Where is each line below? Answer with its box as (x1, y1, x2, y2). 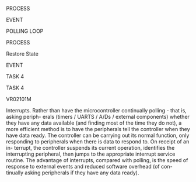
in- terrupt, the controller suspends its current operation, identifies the (6, 145, 175, 151)
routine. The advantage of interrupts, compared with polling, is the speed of (6, 157, 188, 163)
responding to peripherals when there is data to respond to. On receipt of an (6, 138, 190, 145)
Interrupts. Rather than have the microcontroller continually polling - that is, (6, 107, 187, 114)
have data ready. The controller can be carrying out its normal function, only (6, 132, 190, 139)
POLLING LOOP (6, 28, 44, 35)
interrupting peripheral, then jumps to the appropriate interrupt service (6, 150, 176, 157)
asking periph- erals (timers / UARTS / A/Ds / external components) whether (6, 114, 190, 120)
